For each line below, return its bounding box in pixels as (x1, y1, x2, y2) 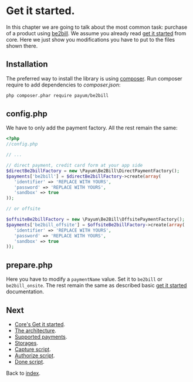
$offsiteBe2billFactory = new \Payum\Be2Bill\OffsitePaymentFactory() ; (6, 216, 185, 223)
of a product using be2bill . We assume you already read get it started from (6, 29, 187, 36)
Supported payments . (14, 333, 67, 340)
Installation (6, 59, 48, 69)
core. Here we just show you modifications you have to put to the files (6, 36, 175, 43)
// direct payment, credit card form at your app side (6, 163, 143, 169)
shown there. (6, 42, 38, 49)
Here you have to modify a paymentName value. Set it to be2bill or (6, 276, 162, 283)
